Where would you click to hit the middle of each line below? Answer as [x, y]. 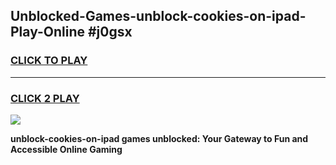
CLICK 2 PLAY [45, 98]
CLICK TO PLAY [49, 61]
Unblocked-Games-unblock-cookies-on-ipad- [158, 16]
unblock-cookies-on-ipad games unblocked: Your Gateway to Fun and [159, 138]
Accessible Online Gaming [66, 149]
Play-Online [47, 32]
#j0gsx [110, 32]
